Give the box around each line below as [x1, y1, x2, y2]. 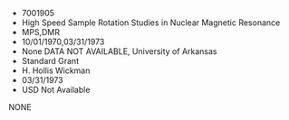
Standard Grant [21, 56, 79, 66]
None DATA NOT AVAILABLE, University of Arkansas [21, 46, 217, 57]
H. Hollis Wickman [21, 65, 91, 76]
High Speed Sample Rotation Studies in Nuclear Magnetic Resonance [21, 17, 281, 28]
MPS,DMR [21, 27, 61, 37]
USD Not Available [21, 85, 91, 95]
